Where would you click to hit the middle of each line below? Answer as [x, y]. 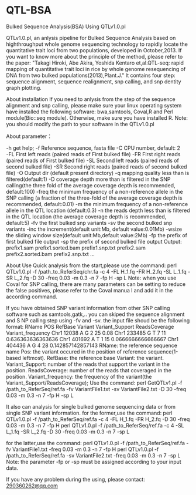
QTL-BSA [29, 10]
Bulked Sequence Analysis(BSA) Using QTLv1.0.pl [66, 26]
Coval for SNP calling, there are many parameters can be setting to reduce [96, 284]
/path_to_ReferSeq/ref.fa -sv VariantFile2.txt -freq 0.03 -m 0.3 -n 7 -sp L [93, 455]
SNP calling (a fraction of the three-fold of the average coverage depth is [94, 198]
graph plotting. [24, 87]
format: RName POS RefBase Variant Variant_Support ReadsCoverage [90, 326]
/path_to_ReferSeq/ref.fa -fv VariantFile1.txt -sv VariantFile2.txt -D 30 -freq [96, 389]
